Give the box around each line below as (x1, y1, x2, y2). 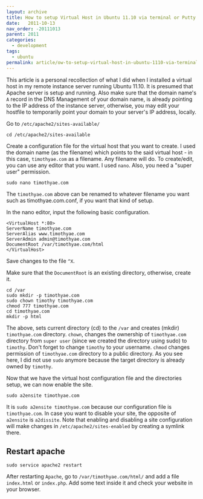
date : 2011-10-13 (6, 20, 56, 26)
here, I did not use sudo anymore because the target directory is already (6, 356, 185, 364)
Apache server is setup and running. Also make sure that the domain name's (6, 89, 197, 96)
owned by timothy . (6, 362, 53, 370)
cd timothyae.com (6, 308, 50, 315)
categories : (6, 37, 36, 43)
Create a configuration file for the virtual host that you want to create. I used (6, 142, 196, 149)
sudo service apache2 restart (6, 462, 83, 469)
